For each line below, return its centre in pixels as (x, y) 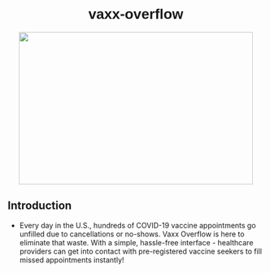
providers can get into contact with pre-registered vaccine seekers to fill (140, 251)
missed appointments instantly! (72, 260)
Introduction (40, 206)
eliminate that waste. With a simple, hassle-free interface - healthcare (136, 242)
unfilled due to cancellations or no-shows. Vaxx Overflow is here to (132, 234)
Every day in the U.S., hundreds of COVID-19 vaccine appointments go (138, 225)
